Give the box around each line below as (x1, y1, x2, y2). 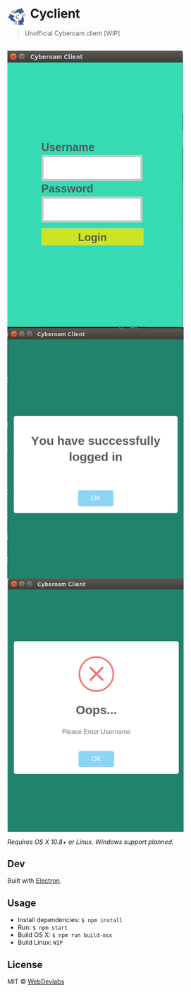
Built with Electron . (7, 876, 62, 885)
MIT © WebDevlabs (7, 977, 65, 986)
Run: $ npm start (17, 923, 68, 932)
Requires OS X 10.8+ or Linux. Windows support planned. (7, 838, 174, 846)
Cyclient (30, 6, 80, 22)
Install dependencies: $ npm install (17, 916, 123, 924)
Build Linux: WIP (17, 938, 63, 947)
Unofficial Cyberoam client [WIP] (24, 29, 121, 37)
